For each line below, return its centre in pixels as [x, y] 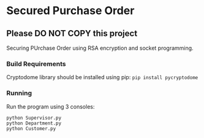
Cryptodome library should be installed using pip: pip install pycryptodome [102, 77]
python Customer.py [31, 128]
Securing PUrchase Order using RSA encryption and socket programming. [100, 48]
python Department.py [34, 123]
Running [19, 93]
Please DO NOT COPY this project [72, 33]
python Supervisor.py [34, 118]
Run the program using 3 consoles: [51, 106]
